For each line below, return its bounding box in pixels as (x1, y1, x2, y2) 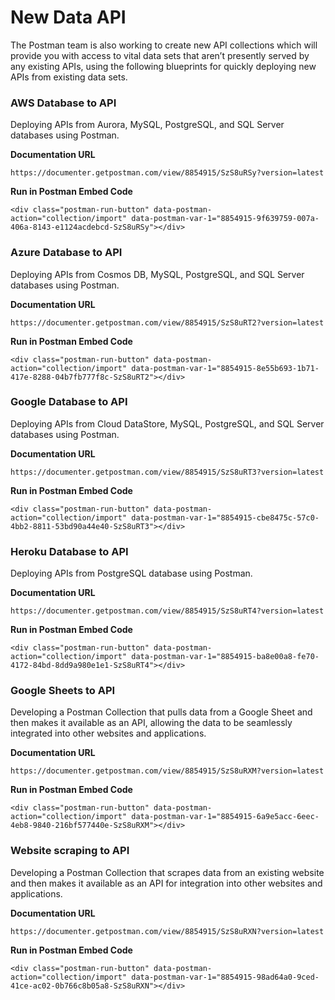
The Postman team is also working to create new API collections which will (10, 39, 318, 51)
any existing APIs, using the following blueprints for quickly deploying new (10, 60, 317, 72)
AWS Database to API (10, 96, 117, 110)
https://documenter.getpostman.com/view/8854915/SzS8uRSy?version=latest (10, 168, 325, 178)
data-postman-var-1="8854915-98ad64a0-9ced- (131, 972, 320, 982)
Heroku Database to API (10, 544, 129, 558)
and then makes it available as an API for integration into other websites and (10, 877, 323, 889)
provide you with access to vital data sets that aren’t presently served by (10, 49, 310, 61)
